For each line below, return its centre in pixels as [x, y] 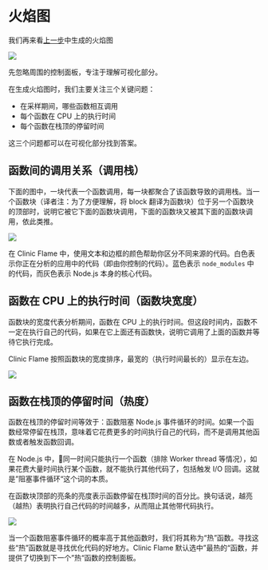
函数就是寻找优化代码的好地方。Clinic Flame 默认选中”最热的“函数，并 [144, 548]
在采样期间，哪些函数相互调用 [69, 106]
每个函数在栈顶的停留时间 [62, 126]
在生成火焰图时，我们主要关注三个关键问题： [82, 89]
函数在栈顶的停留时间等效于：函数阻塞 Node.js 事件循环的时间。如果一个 [128, 422]
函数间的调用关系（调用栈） [77, 171]
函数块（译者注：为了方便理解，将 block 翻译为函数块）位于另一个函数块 [134, 201]
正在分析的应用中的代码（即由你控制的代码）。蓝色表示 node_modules [134, 263]
